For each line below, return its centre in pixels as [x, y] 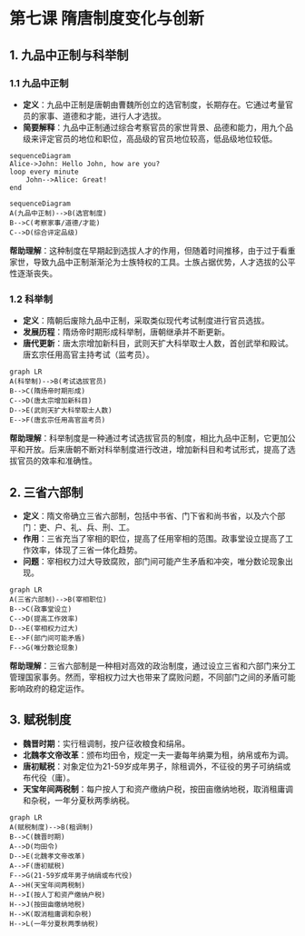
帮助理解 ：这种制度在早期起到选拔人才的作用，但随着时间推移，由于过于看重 [152, 250]
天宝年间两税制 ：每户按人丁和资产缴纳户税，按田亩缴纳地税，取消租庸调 [157, 789]
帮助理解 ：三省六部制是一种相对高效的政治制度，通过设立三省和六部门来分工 [152, 665]
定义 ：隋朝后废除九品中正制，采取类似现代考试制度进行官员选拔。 [146, 321]
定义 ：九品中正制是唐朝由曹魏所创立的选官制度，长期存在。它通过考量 [154, 105]
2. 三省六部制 [46, 492]
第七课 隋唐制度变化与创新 [107, 19]
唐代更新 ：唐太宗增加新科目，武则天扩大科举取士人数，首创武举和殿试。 [157, 344]
